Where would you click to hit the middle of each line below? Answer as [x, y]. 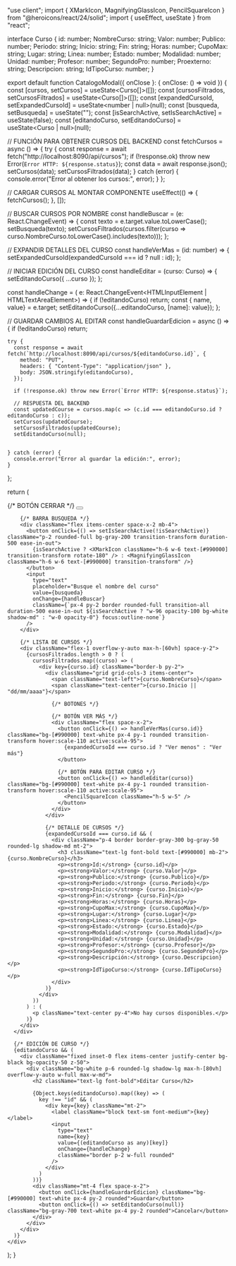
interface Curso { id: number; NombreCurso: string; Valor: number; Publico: [117, 39]
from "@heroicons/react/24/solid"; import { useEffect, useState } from [109, 18]
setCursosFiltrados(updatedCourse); [67, 428]
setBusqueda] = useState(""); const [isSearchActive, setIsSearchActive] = [115, 113]
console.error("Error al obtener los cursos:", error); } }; [86, 179]
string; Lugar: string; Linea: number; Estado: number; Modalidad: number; [114, 54]
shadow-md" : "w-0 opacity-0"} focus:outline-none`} [86, 617]
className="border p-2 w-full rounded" [116, 1155]
